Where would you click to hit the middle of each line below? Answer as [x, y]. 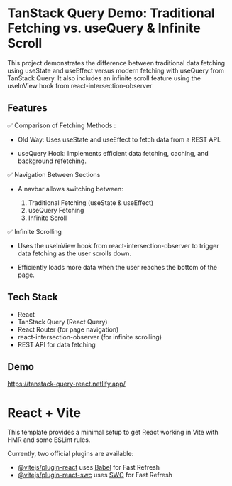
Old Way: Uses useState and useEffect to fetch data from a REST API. [119, 139]
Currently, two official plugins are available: [71, 454]
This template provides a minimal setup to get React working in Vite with [113, 433]
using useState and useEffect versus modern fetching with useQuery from [116, 70]
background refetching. [52, 161]
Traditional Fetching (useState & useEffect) [91, 202]
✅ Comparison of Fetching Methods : [62, 125]
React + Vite [44, 412]
